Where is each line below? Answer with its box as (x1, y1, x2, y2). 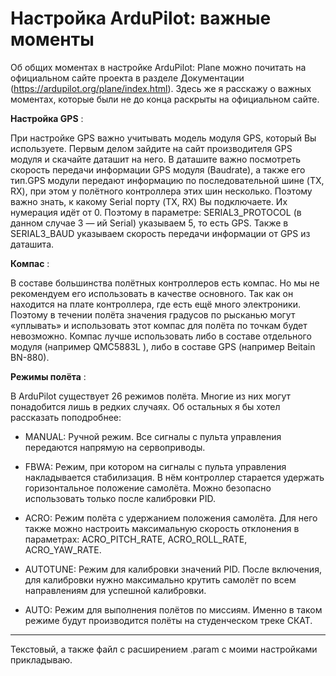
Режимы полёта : (10, 370, 87, 382)
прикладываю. (10, 653, 73, 666)
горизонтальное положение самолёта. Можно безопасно (24, 482, 272, 494)
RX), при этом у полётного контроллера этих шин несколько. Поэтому (10, 185, 313, 197)
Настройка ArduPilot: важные (10, 7, 272, 30)
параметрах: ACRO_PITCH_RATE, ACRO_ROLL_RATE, (24, 533, 248, 545)
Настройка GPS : (10, 112, 84, 124)
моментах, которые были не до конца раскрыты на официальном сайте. (10, 93, 320, 105)
